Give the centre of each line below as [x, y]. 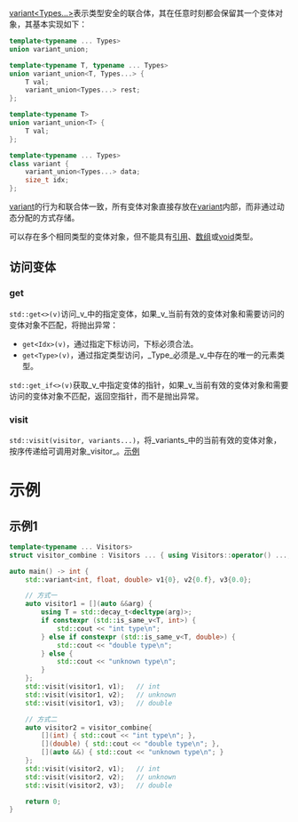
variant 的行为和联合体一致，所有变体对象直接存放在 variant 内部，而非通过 [143, 206]
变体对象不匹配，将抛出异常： [63, 325]
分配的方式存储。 [48, 218]
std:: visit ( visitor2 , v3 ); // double [99, 786]
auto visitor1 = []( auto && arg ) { [89, 604]
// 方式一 [41, 596]
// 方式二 [41, 719]
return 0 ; [43, 802]
